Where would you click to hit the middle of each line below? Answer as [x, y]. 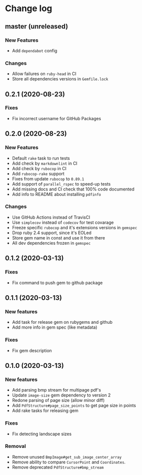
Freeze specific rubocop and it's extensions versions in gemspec [74, 227]
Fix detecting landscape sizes [42, 434]
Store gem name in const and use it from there [58, 237]
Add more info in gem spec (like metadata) [55, 327]
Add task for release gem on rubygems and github [62, 322]
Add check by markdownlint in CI [45, 163]
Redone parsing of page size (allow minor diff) [58, 400]
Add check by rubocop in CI [39, 168]
